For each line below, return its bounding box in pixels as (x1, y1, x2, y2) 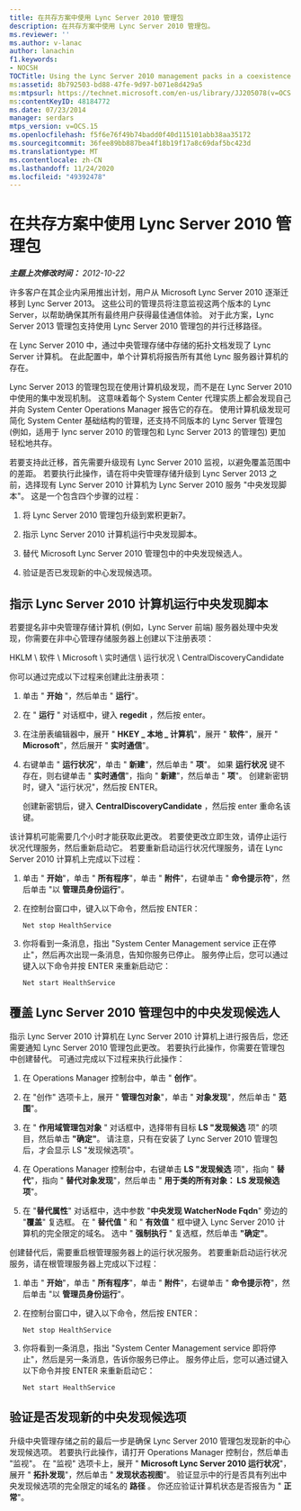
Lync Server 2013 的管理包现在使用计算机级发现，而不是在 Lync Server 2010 (9, 382, 292, 393)
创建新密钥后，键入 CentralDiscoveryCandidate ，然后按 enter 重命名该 (22, 801, 292, 811)
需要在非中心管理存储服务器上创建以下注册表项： (32, 633, 214, 644)
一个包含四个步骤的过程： (46, 491, 142, 502)
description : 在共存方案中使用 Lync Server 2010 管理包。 (9, 22, 215, 31)
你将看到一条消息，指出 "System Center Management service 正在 (22, 938, 269, 948)
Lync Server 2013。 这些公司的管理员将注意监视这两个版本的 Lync (26, 298, 271, 309)
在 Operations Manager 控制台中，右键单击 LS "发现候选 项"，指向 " (22, 1163, 275, 1174)
